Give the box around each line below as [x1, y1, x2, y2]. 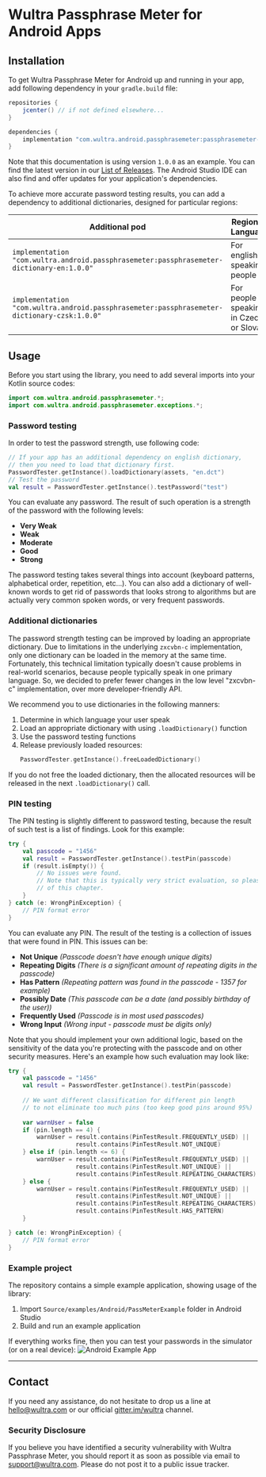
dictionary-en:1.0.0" [12, 263, 93, 273]
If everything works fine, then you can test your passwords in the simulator [8, 1336, 253, 1346]
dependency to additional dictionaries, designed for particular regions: [8, 198, 238, 207]
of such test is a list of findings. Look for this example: [8, 824, 184, 834]
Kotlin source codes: [8, 379, 75, 388]
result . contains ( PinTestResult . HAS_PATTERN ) [75, 1207, 225, 1215]
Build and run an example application [19, 1321, 141, 1330]
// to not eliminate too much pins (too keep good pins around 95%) [22, 1103, 253, 1112]
